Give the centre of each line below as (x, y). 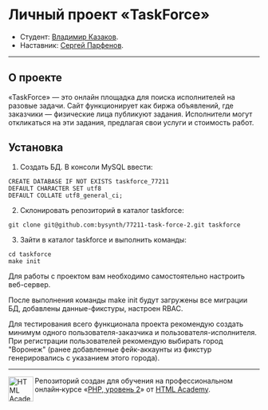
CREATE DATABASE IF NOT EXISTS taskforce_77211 (89, 181)
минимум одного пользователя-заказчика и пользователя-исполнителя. (132, 332)
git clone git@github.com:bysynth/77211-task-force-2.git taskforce (124, 225)
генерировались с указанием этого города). (84, 357)
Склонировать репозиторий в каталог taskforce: (102, 210)
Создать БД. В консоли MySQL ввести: (86, 167)
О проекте (35, 78)
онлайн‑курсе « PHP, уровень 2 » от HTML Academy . (123, 389)
